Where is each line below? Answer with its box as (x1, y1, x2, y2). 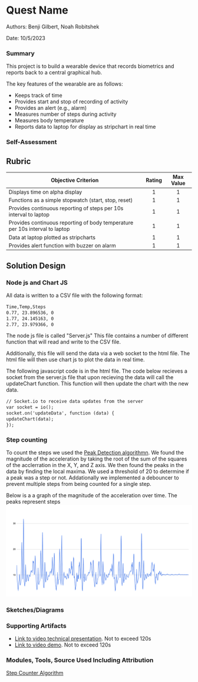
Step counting (6, 436, 48, 444)
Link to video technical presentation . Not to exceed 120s (14, 635, 151, 642)
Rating (146, 177, 162, 184)
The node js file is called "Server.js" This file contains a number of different (6, 332, 189, 340)
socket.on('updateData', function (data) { (6, 410, 115, 416)
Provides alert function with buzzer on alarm (8, 242, 116, 249)
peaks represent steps (6, 498, 61, 505)
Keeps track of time (14, 92, 63, 99)
